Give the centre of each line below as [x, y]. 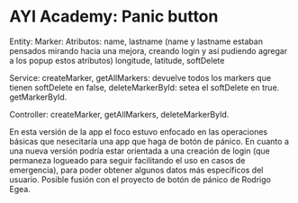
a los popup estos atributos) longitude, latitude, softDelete [117, 60]
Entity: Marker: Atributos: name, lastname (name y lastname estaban [136, 41]
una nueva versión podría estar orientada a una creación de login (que [140, 151]
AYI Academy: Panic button [114, 17]
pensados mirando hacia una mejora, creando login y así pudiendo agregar [149, 50]
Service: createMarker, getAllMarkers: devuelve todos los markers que [140, 77]
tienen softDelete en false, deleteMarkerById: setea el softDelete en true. [144, 87]
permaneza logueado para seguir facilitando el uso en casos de [127, 160]
